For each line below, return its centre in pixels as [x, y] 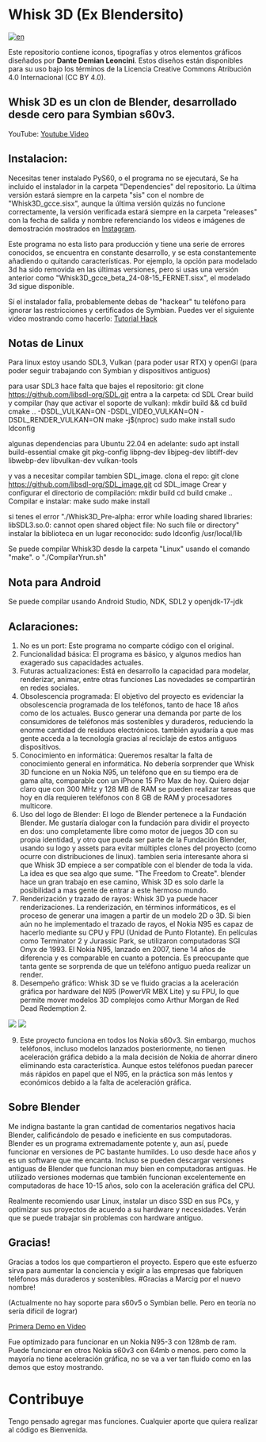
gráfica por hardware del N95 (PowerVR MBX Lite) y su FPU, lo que [129, 991]
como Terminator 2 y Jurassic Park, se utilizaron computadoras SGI [130, 941]
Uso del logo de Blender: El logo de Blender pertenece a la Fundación [133, 814]
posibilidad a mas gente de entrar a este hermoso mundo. [114, 890]
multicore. [36, 806]
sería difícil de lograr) [43, 1311]
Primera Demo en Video [47, 1326]
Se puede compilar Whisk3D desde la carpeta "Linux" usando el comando [129, 549]
